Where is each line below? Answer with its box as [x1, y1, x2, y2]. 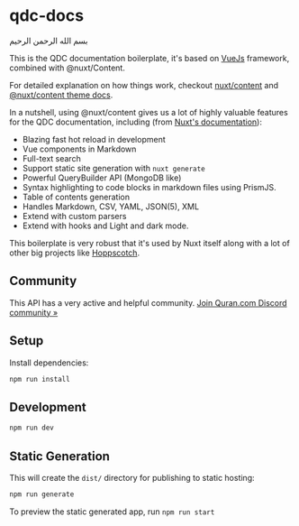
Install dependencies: [9, 357, 89, 368]
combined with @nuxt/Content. [9, 62, 126, 73]
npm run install [9, 374, 70, 383]
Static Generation [9, 448, 111, 464]
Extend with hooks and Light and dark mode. [22, 220, 189, 231]
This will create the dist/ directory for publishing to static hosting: [9, 472, 255, 483]
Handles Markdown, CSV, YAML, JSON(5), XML [22, 200, 200, 212]
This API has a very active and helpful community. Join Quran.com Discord [9, 297, 287, 308]
